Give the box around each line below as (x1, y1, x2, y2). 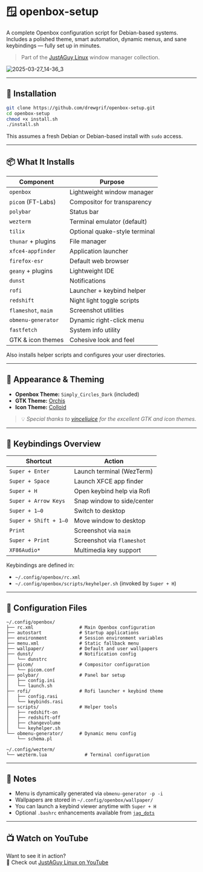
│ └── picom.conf (6, 666, 56, 673)
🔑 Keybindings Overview (6, 439, 101, 449)
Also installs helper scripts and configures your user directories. (6, 351, 166, 358)
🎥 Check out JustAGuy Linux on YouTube (6, 859, 109, 866)
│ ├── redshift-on (6, 709, 59, 716)
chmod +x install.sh (6, 116, 59, 122)
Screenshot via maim (74, 526, 131, 534)
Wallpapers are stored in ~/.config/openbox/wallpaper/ (14, 796, 153, 803)
